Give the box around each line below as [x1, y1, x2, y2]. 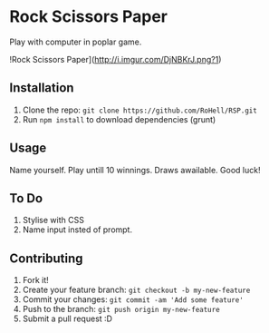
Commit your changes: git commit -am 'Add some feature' [22, 294, 245, 305]
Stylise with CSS [22, 215, 84, 226]
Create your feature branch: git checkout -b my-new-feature [22, 284, 251, 296]
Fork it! [22, 275, 50, 286]
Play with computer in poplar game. [9, 36, 142, 47]
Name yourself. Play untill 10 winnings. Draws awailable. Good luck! [9, 164, 261, 175]
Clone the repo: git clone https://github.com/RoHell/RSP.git [22, 104, 258, 115]
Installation [9, 80, 74, 96]
